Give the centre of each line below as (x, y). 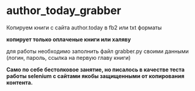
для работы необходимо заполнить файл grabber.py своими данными (98, 51)
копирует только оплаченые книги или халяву (69, 39)
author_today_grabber (64, 11)
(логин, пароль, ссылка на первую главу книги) (68, 57)
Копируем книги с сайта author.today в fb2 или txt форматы (84, 27)
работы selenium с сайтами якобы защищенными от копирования (95, 76)
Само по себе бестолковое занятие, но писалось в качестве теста (96, 69)
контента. (20, 82)
